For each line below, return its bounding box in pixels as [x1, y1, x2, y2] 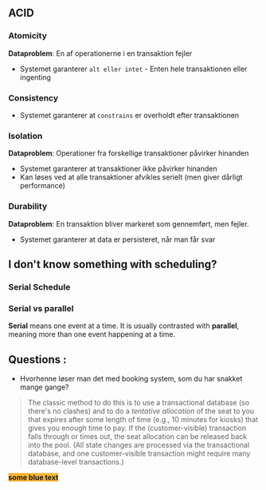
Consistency [8, 92, 59, 103]
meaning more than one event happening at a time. [8, 330, 176, 339]
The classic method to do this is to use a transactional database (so [27, 398, 250, 407]
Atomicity [8, 30, 48, 41]
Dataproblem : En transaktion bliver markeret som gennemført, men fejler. [8, 219, 249, 228]
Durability [8, 201, 48, 212]
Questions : [8, 353, 67, 366]
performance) [19, 181, 66, 191]
